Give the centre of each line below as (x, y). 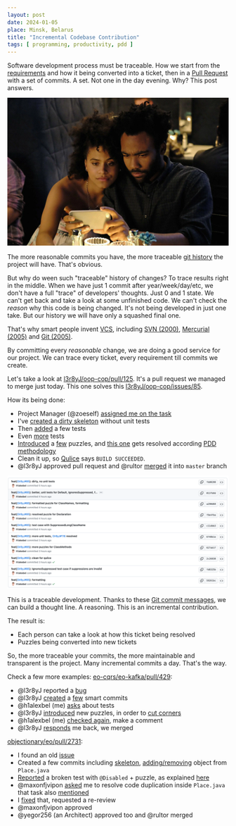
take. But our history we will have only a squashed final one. (94, 315)
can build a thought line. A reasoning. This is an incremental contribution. (113, 607)
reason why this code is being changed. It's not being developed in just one (117, 308)
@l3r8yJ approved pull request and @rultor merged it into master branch (122, 465)
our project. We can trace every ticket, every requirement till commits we (113, 357)
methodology (37, 451)
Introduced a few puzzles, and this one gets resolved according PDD (117, 443)
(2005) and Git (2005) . (40, 336)
